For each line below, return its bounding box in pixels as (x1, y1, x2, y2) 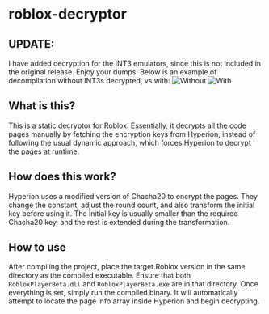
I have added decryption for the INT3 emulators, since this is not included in (8, 58, 261, 68)
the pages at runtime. (8, 146, 80, 156)
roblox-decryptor (8, 5, 128, 23)
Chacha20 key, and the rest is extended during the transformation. (8, 217, 230, 227)
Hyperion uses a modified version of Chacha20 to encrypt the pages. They (8, 191, 258, 201)
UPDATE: (8, 37, 55, 51)
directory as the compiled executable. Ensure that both (8, 270, 191, 280)
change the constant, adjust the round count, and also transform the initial (8, 200, 255, 210)
